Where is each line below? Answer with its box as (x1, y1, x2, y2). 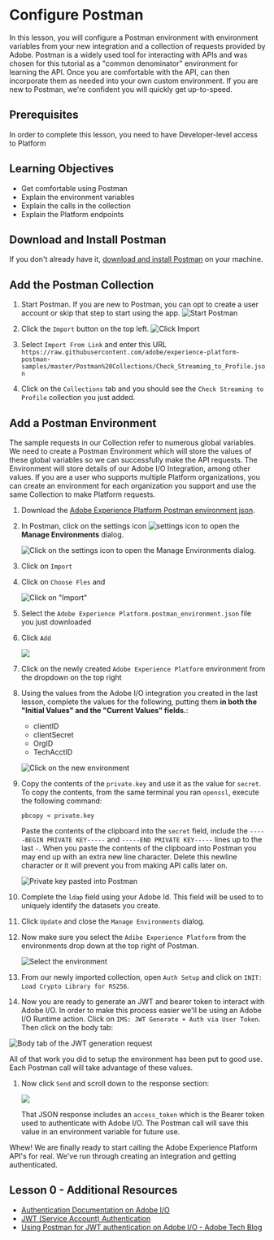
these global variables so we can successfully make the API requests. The (9, 455, 259, 464)
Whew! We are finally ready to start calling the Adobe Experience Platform (9, 1142, 258, 1152)
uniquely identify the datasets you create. (20, 901, 161, 910)
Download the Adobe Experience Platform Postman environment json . (20, 506, 255, 515)
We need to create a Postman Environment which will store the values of (9, 446, 252, 456)
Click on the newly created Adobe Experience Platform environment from (20, 664, 266, 673)
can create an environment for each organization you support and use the (9, 481, 257, 490)
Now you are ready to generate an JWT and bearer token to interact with (20, 997, 265, 1006)
